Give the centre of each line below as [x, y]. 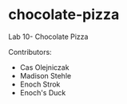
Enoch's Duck [43, 92]
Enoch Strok [40, 84]
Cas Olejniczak [44, 67]
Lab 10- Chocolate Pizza [48, 37]
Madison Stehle [46, 75]
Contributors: [30, 52]
